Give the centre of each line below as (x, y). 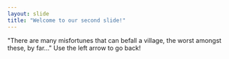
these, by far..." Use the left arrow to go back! (74, 48)
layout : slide (29, 14)
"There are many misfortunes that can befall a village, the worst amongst (114, 40)
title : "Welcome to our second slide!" (67, 20)
